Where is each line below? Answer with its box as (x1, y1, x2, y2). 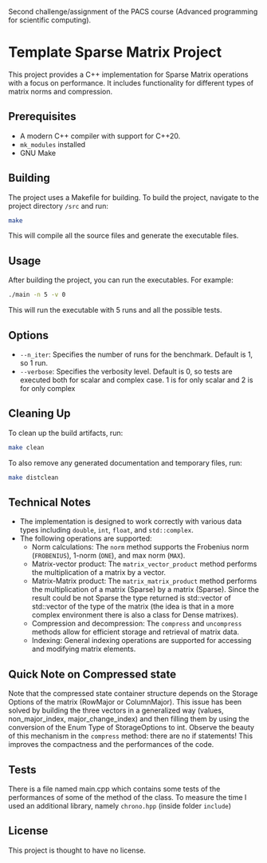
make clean (8, 443, 45, 451)
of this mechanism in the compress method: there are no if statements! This (8, 731, 253, 741)
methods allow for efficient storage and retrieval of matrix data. (31, 627, 240, 637)
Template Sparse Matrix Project (8, 43, 222, 62)
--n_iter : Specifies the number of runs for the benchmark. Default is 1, (19, 350, 253, 359)
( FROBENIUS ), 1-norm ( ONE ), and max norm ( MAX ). (31, 551, 186, 561)
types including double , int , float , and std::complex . (19, 525, 194, 535)
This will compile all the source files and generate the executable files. (8, 231, 239, 241)
